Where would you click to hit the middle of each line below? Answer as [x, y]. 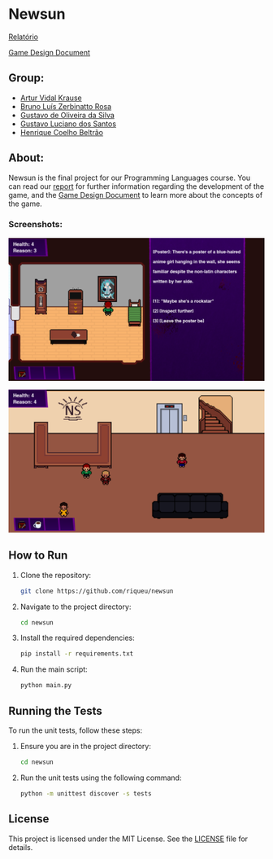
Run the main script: [54, 669]
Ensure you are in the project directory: [86, 747]
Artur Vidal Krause [51, 98]
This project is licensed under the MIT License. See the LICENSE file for [128, 839]
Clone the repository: [56, 575]
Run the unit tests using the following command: [101, 778]
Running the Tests [56, 710]
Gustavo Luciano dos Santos [68, 124]
